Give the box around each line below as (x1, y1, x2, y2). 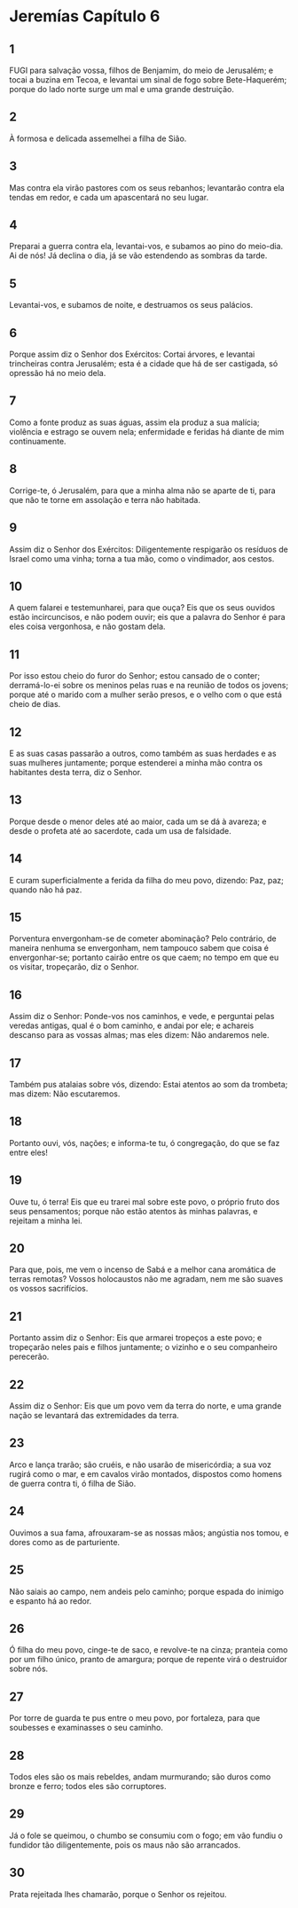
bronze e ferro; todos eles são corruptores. (9, 1780, 167, 1791)
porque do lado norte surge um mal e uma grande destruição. (9, 84, 235, 94)
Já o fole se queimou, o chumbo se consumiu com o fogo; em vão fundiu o (9, 1830, 284, 1841)
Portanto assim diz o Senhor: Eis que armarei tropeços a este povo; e (9, 1332, 263, 1343)
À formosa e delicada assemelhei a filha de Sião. (9, 133, 187, 144)
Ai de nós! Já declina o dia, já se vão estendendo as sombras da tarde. (9, 250, 268, 261)
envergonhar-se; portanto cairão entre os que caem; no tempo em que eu (9, 952, 279, 963)
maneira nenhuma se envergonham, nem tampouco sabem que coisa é (9, 943, 269, 954)
